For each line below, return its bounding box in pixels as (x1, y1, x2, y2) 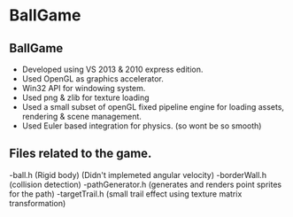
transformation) (9, 198, 66, 208)
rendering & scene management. (21, 112, 142, 121)
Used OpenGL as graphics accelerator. (21, 74, 164, 84)
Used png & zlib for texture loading (21, 92, 150, 103)
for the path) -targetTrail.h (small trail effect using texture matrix (9, 188, 243, 199)
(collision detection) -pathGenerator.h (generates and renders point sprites (9, 179, 281, 190)
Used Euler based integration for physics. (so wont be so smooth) (21, 120, 262, 131)
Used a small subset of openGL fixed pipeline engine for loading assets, (21, 102, 285, 112)
